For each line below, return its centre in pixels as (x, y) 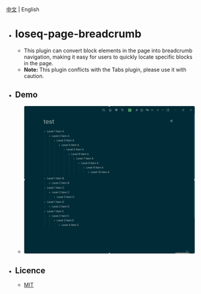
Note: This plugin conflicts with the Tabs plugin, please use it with (105, 69)
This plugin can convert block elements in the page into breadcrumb (108, 50)
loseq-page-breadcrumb (78, 34)
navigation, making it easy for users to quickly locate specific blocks (108, 57)
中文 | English (23, 9)
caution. (34, 76)
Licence (30, 270)
